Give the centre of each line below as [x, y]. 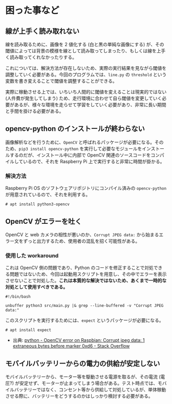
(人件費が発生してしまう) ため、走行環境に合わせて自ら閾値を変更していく [84, 98]
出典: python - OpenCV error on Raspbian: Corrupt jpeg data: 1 [79, 340]
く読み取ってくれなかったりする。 [41, 57]
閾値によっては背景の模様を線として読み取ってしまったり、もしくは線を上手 [85, 51]
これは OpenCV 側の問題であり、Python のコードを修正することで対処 [79, 268]
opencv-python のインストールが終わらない [75, 129]
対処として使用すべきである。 [37, 287]
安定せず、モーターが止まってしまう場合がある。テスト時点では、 [89, 383]
